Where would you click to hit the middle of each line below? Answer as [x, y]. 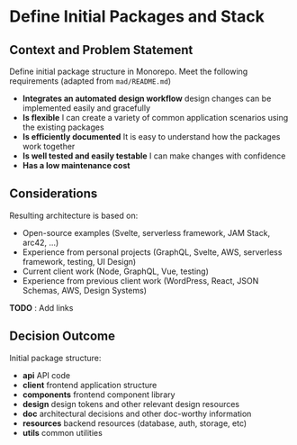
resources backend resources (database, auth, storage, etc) [135, 423]
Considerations [54, 194]
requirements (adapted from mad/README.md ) [90, 81]
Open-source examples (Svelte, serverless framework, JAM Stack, [146, 232]
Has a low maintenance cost [76, 165]
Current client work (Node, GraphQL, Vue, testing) [115, 271]
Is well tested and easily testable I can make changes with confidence [154, 156]
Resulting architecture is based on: [74, 215]
